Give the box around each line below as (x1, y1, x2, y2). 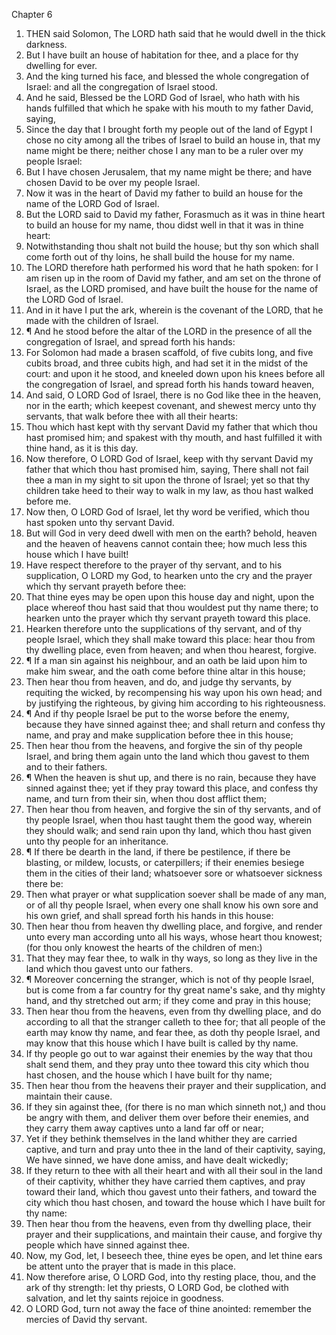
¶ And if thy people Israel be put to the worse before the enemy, (25, 708, 290, 719)
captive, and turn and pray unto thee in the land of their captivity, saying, (25, 1144, 326, 1155)
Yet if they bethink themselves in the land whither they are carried (25, 1133, 298, 1144)
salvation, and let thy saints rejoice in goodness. (25, 1292, 224, 1304)
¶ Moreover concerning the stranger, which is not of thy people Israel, (25, 974, 314, 985)
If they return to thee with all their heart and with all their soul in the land (25, 1165, 323, 1176)
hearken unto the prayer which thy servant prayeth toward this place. (25, 612, 311, 624)
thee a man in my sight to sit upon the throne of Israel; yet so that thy (25, 474, 311, 486)
